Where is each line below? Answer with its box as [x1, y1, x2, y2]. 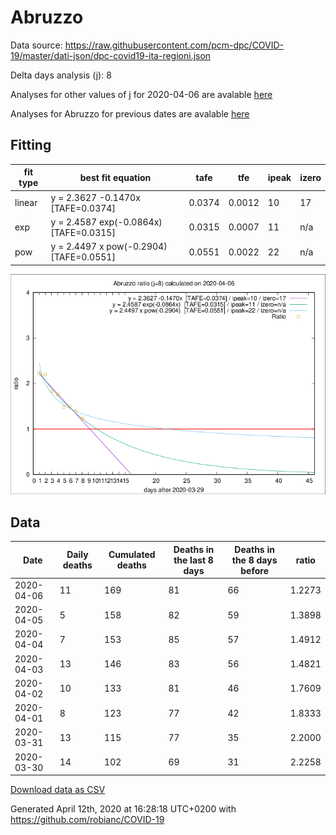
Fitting [10, 137, 52, 154]
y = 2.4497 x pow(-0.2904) [50, 241, 168, 252]
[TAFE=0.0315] [50, 226, 116, 238]
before [240, 564, 269, 576]
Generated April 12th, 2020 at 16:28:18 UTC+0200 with [10, 803, 237, 815]
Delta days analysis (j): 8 [10, 69, 112, 81]
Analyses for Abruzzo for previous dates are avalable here [10, 107, 250, 120]
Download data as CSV [10, 784, 106, 796]
